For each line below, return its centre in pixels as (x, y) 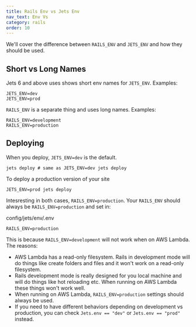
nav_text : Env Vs (27, 17)
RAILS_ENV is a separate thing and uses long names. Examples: (81, 110)
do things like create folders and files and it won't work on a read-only (99, 263)
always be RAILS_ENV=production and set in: (59, 206)
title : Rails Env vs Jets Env (43, 11)
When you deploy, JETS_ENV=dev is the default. (61, 157)
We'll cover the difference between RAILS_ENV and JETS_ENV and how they (94, 44)
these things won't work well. (50, 288)
